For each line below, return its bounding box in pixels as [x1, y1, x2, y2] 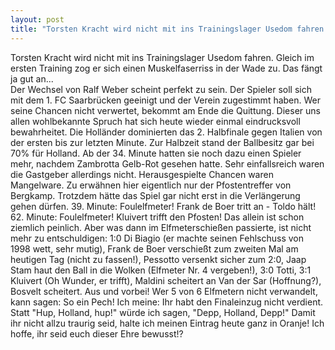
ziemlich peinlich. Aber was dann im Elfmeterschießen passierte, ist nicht [10, 221, 312, 233]
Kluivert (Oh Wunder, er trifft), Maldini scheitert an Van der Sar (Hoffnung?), [10, 274, 322, 286]
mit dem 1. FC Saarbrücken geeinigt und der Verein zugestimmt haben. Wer [10, 94, 322, 106]
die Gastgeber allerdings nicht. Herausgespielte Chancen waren [10, 168, 274, 180]
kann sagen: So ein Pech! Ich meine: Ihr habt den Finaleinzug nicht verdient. [10, 296, 324, 308]
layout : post [10, 14, 65, 25]
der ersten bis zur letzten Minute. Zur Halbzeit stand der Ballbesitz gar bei [10, 136, 315, 148]
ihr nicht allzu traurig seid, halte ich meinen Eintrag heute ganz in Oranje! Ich [10, 317, 325, 329]
